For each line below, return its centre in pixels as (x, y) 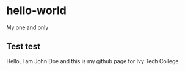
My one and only (27, 27)
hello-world (37, 11)
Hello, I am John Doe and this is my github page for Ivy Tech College (92, 61)
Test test (24, 46)
